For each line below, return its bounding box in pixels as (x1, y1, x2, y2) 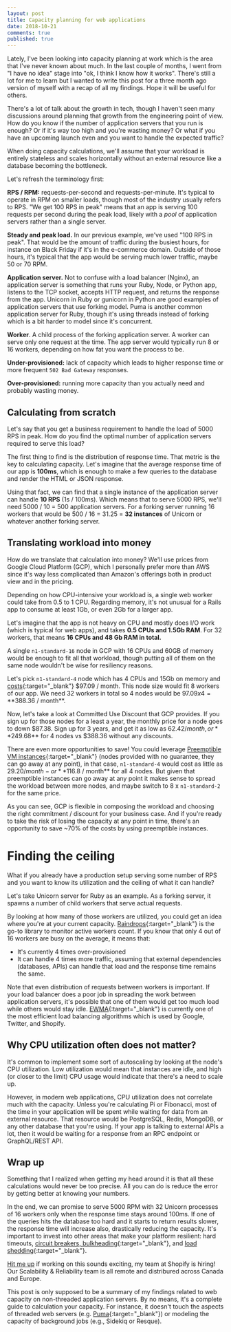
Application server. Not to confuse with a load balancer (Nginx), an (7, 273, 199, 282)
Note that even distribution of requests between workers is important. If (7, 982, 210, 991)
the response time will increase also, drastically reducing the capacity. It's (7, 1225, 217, 1233)
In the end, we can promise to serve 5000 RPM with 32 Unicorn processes (7, 1203, 219, 1211)
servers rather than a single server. (7, 217, 107, 226)
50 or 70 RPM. (7, 260, 48, 268)
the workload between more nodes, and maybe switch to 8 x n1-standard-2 (7, 782, 221, 790)
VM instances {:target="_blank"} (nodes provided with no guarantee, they (7, 752, 214, 760)
